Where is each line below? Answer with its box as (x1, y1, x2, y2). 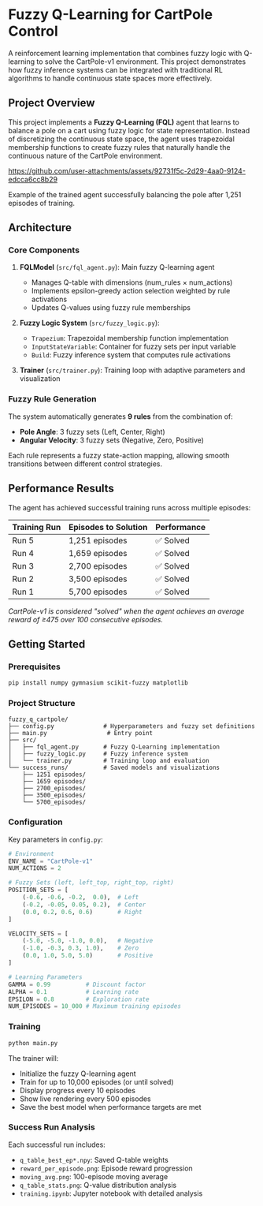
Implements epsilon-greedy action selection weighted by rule (31, 286, 231, 296)
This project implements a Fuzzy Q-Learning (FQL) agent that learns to (8, 117, 240, 127)
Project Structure (8, 698, 76, 709)
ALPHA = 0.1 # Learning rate (8, 988, 139, 995)
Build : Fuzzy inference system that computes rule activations (31, 350, 231, 360)
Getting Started (8, 637, 86, 651)
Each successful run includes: (8, 1140, 106, 1149)
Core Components (8, 245, 80, 256)
